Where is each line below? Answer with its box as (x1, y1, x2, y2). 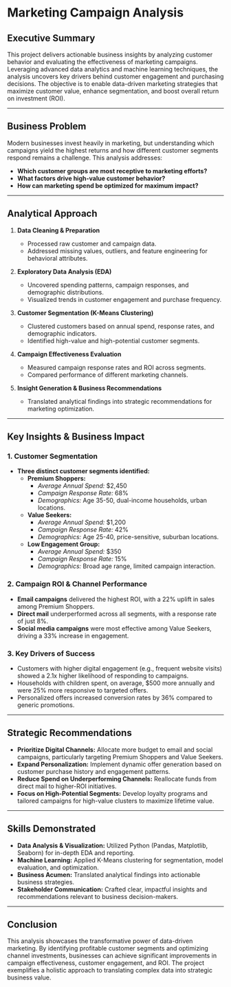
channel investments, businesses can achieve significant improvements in (7, 951, 217, 960)
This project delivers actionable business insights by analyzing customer (7, 50, 213, 58)
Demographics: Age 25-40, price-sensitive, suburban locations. (37, 533, 219, 541)
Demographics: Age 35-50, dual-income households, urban (37, 497, 208, 505)
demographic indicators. (27, 329, 98, 338)
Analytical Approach (7, 208, 98, 219)
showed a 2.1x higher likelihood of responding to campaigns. (16, 671, 189, 680)
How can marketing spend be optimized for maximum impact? (16, 181, 199, 190)
